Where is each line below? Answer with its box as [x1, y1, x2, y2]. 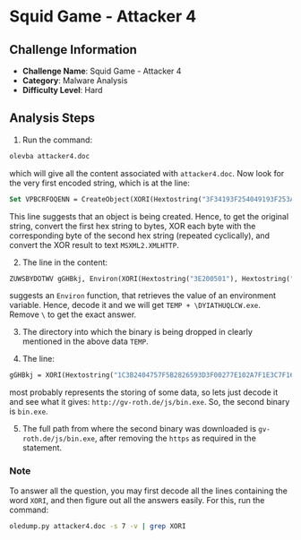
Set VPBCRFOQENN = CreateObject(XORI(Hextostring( [9, 194, 202, 203]
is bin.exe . [9, 406, 48, 417]
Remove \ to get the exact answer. [9, 309, 137, 320]
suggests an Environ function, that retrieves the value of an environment [9, 290, 276, 301]
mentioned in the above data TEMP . [21, 336, 150, 347]
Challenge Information [9, 42, 137, 57]
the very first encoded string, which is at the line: [9, 177, 191, 188]
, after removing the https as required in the [94, 433, 257, 444]
